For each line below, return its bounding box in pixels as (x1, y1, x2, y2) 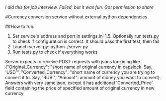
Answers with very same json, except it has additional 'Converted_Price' (5, 80, 153, 86)
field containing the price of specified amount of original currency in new (5, 85, 155, 91)
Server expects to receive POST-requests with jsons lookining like (5, 59, 140, 64)
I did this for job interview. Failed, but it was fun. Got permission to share (5, 4, 154, 10)
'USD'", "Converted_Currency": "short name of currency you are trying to (5, 69, 155, 75)
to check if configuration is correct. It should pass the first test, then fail (12, 38, 160, 44)
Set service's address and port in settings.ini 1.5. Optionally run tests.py (12, 33, 159, 39)
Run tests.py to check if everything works (12, 49, 98, 55)
